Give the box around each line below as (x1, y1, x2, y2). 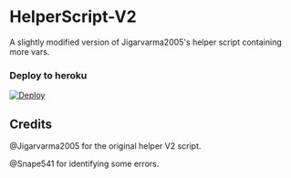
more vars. (9, 46, 50, 57)
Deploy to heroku (9, 68, 88, 81)
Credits (9, 116, 53, 131)
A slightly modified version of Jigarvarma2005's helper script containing (9, 37, 283, 47)
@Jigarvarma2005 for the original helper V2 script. (9, 141, 202, 152)
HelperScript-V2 (9, 6, 137, 27)
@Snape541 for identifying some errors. (9, 158, 160, 170)
